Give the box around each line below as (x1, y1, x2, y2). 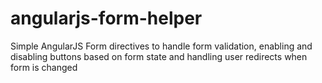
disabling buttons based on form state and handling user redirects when (10, 50, 308, 62)
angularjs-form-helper (10, 7, 203, 30)
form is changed (10, 61, 78, 73)
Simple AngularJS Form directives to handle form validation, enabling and (10, 40, 313, 52)
